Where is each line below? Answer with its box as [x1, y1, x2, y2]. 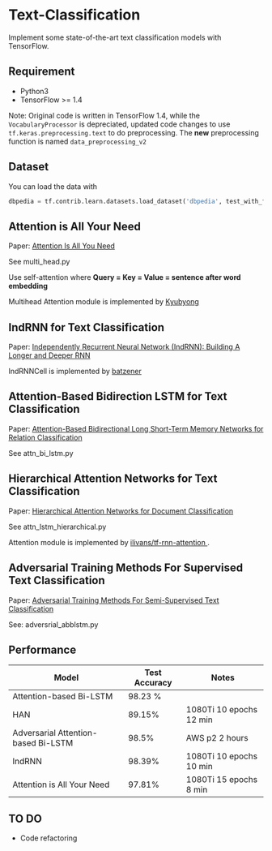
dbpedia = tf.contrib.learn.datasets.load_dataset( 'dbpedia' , [8, 197, 223, 205]
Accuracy [134, 677, 172, 689]
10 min [185, 761, 213, 772]
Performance [8, 643, 77, 656]
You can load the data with [8, 181, 98, 191]
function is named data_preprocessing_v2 [8, 136, 147, 146]
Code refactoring [19, 833, 78, 843]
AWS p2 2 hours [185, 733, 249, 744]
